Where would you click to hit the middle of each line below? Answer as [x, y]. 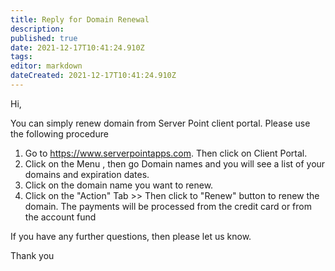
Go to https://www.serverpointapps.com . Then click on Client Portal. [166, 153]
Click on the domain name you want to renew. [119, 185]
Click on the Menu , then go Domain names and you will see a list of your [175, 163]
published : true [44, 38]
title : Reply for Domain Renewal [80, 19]
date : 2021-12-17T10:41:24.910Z [77, 47]
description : [37, 29]
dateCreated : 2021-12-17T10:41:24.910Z [93, 76]
